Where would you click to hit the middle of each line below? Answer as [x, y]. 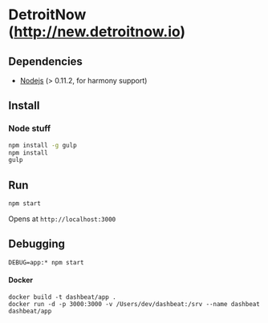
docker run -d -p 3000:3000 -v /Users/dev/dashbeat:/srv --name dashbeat [134, 305]
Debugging [37, 244]
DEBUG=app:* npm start [46, 262]
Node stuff [30, 128]
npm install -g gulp [43, 145]
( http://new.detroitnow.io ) [97, 32]
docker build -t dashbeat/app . [62, 297]
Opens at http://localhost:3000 [62, 219]
